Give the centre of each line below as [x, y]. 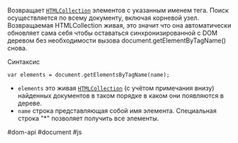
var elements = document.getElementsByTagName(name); [89, 75]
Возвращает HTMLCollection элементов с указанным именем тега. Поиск [118, 10]
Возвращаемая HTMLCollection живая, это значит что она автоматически [119, 25]
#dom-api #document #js [45, 132]
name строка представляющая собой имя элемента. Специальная [117, 111]
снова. [17, 48]
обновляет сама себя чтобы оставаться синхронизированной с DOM [113, 33]
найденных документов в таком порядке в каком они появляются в [120, 96]
